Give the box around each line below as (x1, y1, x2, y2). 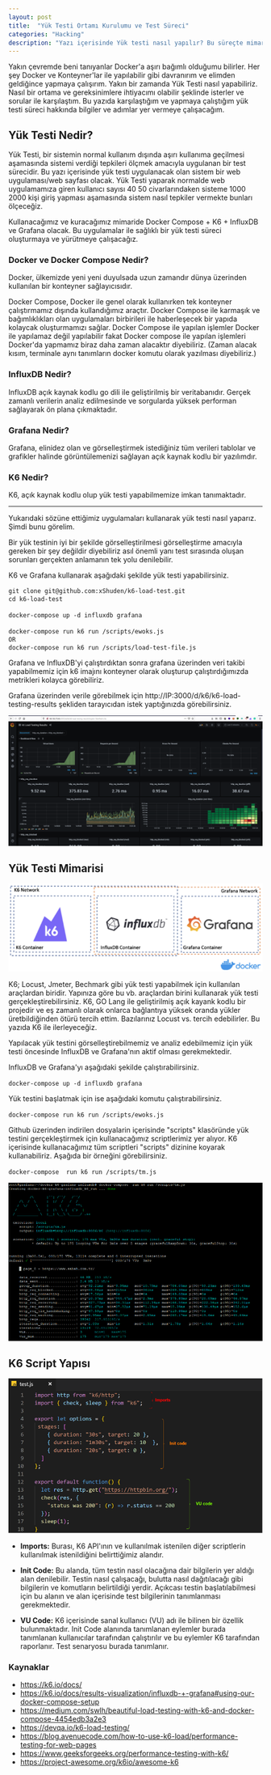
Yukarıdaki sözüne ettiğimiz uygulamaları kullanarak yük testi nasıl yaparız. (8, 514, 256, 523)
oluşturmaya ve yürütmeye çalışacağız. (8, 235, 139, 244)
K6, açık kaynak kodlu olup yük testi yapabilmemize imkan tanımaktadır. (8, 490, 247, 500)
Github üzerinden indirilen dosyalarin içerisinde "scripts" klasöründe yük (8, 1125, 249, 1134)
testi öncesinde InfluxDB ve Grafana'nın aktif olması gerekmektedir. (8, 1046, 232, 1056)
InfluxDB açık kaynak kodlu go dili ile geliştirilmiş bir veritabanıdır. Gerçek (8, 387, 252, 396)
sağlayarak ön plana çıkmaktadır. (8, 405, 118, 414)
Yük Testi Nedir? (8, 128, 94, 142)
